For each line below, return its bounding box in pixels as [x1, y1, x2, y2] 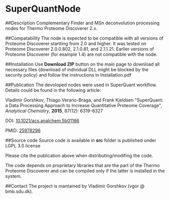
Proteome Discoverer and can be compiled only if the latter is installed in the [5, 168, 165, 174]
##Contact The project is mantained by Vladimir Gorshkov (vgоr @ [5, 183, 145, 189]
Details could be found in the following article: [5, 87, 101, 93]
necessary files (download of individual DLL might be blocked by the [5, 67, 149, 73]
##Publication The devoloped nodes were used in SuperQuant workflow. [5, 82, 157, 88]
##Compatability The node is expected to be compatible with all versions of [5, 35, 164, 41]
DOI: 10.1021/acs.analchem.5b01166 [5, 117, 80, 123]
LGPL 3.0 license [5, 143, 41, 149]
